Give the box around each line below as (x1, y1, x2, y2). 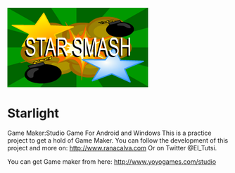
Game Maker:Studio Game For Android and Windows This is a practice (7, 129, 212, 137)
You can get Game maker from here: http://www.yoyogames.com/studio (7, 157, 217, 166)
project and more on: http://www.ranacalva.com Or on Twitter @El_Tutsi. (7, 143, 217, 152)
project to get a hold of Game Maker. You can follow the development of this (7, 136, 229, 145)
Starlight (7, 105, 60, 121)
